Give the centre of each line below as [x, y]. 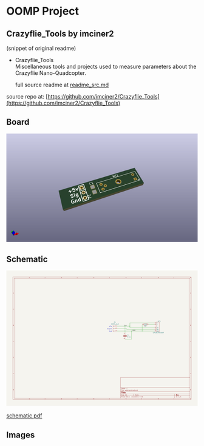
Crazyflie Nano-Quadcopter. [50, 73]
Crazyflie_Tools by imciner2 [60, 34]
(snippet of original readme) [41, 48]
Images [21, 435]
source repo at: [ [27, 96]
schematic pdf [24, 416]
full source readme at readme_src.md [62, 85]
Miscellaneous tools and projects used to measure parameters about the [106, 66]
